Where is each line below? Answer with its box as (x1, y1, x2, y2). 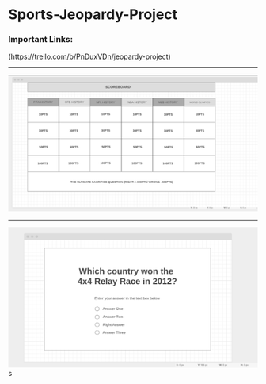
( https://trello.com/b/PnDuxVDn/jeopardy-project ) (8, 52, 172, 61)
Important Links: (8, 34, 74, 45)
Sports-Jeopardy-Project (8, 6, 178, 24)
